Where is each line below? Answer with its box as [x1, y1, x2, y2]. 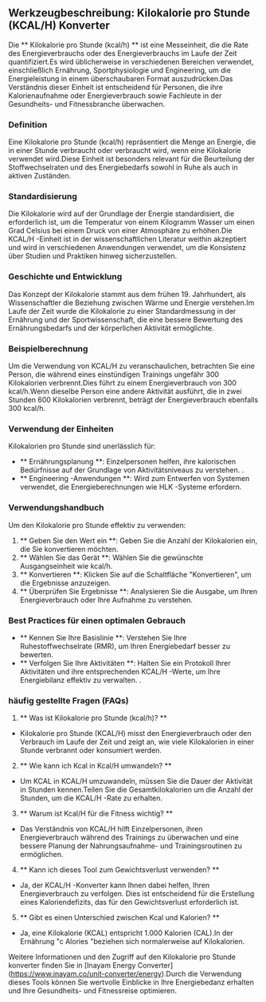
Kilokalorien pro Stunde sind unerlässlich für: [8, 441, 156, 451]
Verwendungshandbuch [8, 502, 105, 513]
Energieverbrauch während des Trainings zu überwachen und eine [19, 832, 239, 843]
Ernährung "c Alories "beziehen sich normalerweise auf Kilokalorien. [19, 937, 245, 946]
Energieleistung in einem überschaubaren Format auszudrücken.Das [8, 73, 233, 83]
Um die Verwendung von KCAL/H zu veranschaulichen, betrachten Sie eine [8, 362, 255, 370]
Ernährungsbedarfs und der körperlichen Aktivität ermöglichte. [8, 323, 215, 333]
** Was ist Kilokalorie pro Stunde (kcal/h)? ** [19, 713, 167, 723]
